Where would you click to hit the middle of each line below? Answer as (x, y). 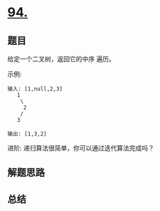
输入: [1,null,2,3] (35, 89)
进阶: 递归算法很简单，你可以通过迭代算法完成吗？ (81, 148)
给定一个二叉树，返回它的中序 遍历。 (61, 59)
